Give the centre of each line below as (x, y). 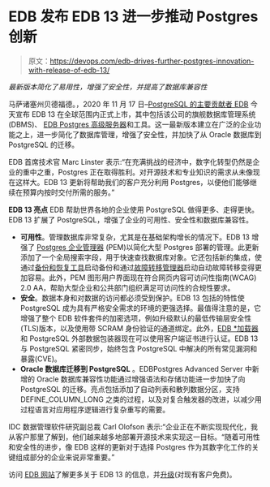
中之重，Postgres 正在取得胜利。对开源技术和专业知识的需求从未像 (141, 172)
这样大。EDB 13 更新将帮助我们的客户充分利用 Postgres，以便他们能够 (133, 182)
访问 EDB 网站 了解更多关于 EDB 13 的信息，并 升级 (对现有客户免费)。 (122, 474)
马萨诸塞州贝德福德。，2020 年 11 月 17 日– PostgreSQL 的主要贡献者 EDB (129, 104)
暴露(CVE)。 (41, 359)
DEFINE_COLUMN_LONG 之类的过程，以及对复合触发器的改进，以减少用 (141, 399)
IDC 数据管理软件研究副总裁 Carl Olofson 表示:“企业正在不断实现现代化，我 (133, 426)
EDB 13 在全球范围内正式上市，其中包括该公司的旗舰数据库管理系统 (144, 114)
